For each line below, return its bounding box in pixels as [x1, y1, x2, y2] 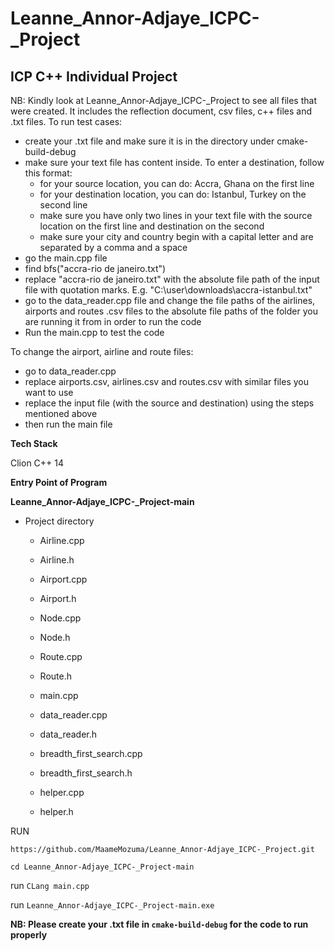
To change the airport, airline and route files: [10, 346, 194, 357]
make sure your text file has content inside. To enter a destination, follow [24, 157, 325, 168]
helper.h [39, 806, 74, 817]
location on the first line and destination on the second [39, 220, 265, 232]
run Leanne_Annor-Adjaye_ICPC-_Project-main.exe [10, 899, 215, 911]
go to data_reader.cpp [24, 365, 117, 377]
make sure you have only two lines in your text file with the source [39, 210, 313, 221]
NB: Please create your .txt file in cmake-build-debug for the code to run [10, 918, 309, 930]
